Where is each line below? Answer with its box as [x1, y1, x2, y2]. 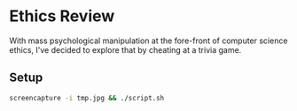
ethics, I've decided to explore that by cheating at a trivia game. [9, 44, 242, 55]
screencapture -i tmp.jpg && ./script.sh [9, 93, 165, 102]
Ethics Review [9, 6, 115, 26]
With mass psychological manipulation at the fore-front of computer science [9, 35, 288, 46]
